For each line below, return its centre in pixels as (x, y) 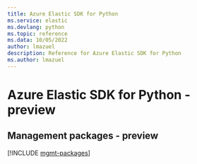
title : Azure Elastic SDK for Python (63, 14)
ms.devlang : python (36, 27)
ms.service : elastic (38, 20)
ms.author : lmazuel (36, 60)
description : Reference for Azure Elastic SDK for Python (94, 54)
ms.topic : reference (38, 34)
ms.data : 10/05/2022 (38, 40)
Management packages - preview (83, 136)
